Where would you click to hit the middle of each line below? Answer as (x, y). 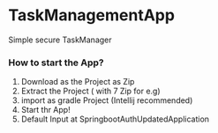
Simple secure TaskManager (60, 40)
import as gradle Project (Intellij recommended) (107, 100)
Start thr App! (46, 110)
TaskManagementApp (92, 15)
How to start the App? (56, 63)
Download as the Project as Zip (78, 82)
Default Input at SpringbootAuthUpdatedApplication (115, 119)
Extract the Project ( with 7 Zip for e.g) (90, 91)
